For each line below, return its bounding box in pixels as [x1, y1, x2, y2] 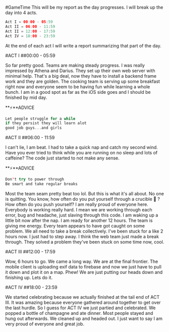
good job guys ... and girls [5, 126, 62, 131]
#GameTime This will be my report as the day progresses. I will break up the [5, 5, 163, 10]
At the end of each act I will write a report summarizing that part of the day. [5, 42, 161, 48]
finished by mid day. [5, 94, 47, 100]
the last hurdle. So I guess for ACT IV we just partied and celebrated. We [5, 305, 156, 311]
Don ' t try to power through [5, 177, 65, 182]
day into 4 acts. [5, 10, 38, 16]
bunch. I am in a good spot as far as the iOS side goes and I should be [5, 89, 151, 95]
